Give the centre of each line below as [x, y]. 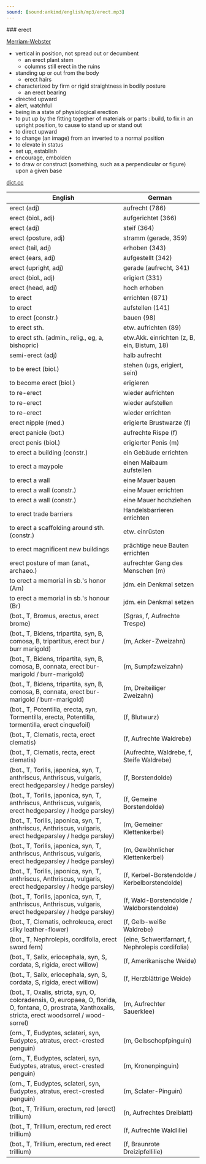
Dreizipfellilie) [143, 1152]
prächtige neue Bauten [156, 545]
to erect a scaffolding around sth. [57, 527]
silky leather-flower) [39, 929]
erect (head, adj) [33, 288]
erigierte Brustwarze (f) [157, 423]
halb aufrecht [143, 355]
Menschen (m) [144, 570]
